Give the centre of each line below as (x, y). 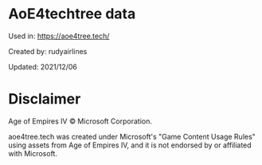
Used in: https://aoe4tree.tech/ (59, 36)
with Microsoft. (33, 153)
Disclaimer (45, 99)
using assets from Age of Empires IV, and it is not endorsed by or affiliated (130, 145)
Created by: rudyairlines (48, 51)
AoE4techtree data (72, 14)
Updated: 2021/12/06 (43, 67)
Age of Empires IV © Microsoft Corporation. (80, 121)
